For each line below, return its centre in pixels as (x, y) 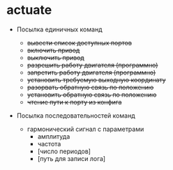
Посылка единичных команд (59, 29)
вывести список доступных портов (79, 42)
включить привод (53, 50)
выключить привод (55, 57)
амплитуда (54, 136)
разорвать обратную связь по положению (90, 87)
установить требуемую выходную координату (96, 79)
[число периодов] (64, 151)
